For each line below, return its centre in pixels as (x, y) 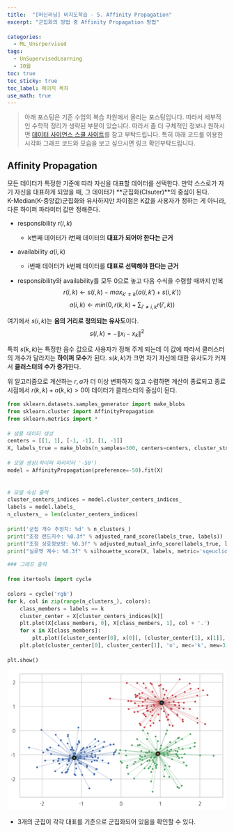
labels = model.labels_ (42, 507)
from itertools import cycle (49, 579)
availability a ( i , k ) (41, 252)
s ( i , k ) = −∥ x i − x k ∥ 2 (117, 333)
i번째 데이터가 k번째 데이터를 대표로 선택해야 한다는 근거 (103, 266)
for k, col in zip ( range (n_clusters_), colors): (79, 601)
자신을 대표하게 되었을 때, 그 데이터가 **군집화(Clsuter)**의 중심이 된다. (112, 192)
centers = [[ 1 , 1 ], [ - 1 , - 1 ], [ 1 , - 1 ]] (65, 441)
